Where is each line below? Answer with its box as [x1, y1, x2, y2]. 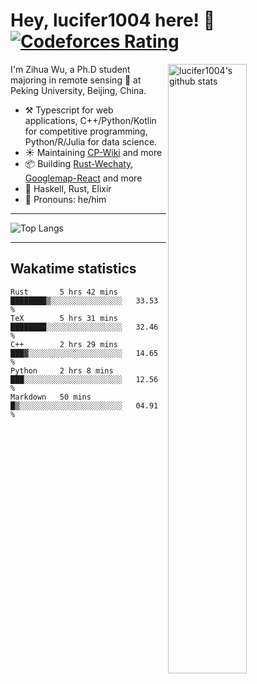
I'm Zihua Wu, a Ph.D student [10, 63, 131, 75]
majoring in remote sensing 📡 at [10, 74, 142, 86]
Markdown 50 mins [10, 392, 92, 402]
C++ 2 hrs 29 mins [10, 339, 118, 349]
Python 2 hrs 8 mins [10, 365, 114, 376]
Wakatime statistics [10, 260, 137, 278]
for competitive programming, [24, 125, 148, 137]
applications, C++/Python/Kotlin [24, 114, 157, 126]
